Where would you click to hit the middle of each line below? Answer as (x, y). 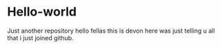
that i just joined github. (40, 37)
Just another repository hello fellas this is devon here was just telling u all (111, 31)
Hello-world (42, 12)
